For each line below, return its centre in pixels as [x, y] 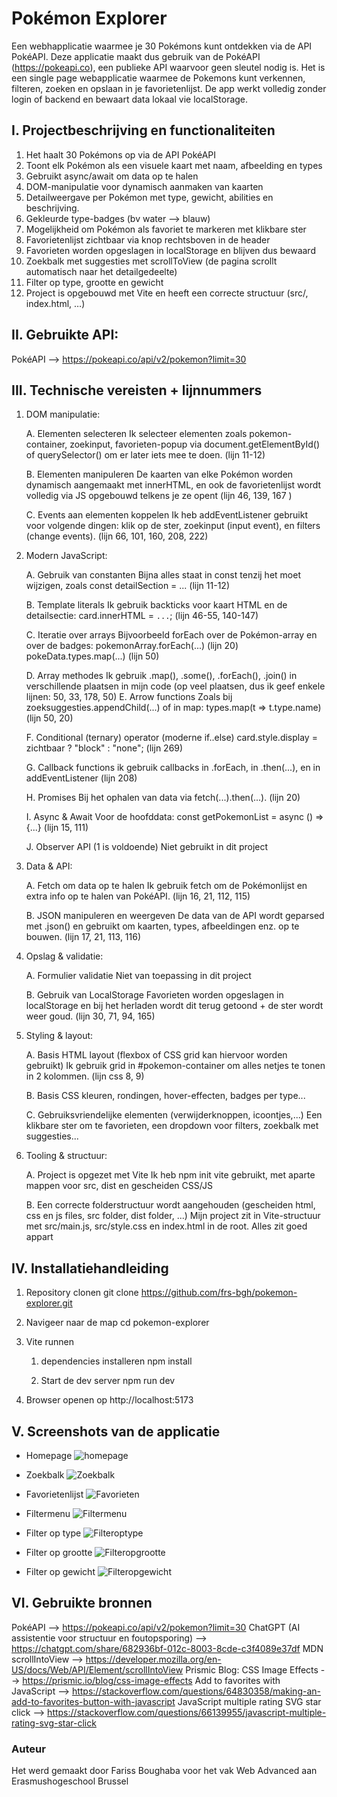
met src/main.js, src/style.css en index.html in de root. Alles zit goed [166, 1226]
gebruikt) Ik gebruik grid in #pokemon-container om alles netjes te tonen [175, 1066]
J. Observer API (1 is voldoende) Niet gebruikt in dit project [147, 847]
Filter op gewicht [60, 1571]
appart [39, 1237]
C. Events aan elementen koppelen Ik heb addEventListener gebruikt [167, 515]
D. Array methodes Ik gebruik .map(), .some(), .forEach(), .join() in [161, 676]
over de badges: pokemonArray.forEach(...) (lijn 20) [132, 646]
